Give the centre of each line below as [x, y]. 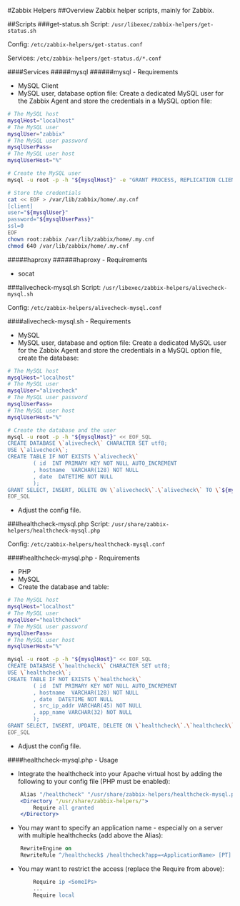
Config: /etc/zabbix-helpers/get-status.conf [75, 44]
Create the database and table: [63, 587]
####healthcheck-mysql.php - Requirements [74, 558]
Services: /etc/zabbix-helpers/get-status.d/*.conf [85, 58]
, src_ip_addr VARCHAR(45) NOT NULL [87, 706]
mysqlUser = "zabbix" [36, 134]
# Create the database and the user [62, 430]
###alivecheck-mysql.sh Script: [54, 287]
